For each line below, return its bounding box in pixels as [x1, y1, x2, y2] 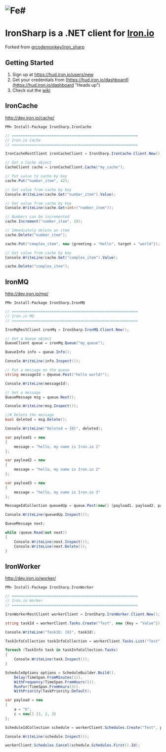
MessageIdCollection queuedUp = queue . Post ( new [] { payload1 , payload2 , [5, 503, 156, 508]
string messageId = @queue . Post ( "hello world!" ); [5, 372, 110, 377]
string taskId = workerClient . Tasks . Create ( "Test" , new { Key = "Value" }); [5, 621, 163, 626]
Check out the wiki [12, 87, 51, 93]
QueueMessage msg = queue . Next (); [5, 394, 77, 400]
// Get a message [5, 390, 41, 395]
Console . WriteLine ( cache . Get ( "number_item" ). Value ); [5, 192, 116, 197]
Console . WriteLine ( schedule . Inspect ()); [5, 734, 90, 739]
